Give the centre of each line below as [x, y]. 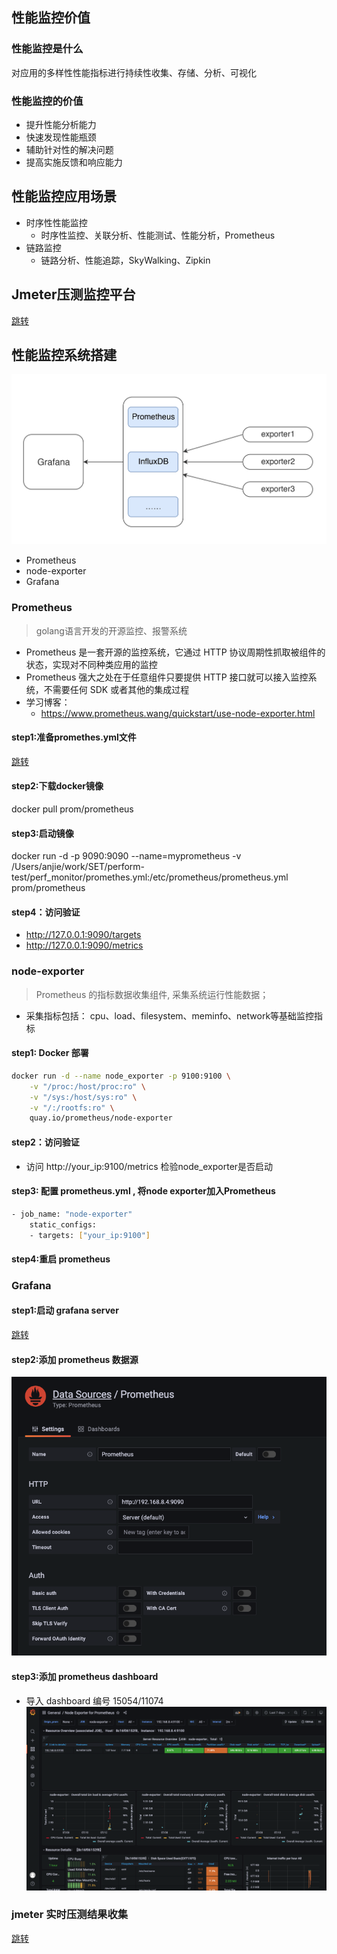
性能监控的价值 [47, 101]
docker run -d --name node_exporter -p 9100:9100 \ [121, 1076]
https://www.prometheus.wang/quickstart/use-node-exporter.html [178, 713]
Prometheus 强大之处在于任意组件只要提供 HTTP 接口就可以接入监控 [167, 677]
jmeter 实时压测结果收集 [70, 1915]
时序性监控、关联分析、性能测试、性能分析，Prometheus [158, 235]
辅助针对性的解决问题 [69, 149]
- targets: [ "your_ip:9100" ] [90, 1235]
